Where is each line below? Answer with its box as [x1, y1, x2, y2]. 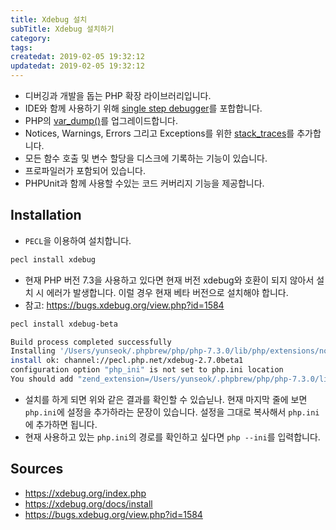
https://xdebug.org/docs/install [24, 497, 153, 510]
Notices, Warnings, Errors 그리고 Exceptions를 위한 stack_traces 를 [24, 127, 295, 139]
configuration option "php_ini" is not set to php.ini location [10, 365, 284, 375]
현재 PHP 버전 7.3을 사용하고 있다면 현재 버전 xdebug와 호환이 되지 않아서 [24, 274, 315, 286]
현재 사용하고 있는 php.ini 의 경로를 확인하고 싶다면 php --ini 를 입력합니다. [24, 431, 321, 443]
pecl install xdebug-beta [10, 319, 118, 329]
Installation [10, 207, 82, 224]
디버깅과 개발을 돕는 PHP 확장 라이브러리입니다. [24, 90, 212, 101]
